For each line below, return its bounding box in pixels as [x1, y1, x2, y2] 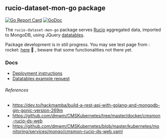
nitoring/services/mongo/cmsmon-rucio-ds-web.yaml [12, 129, 123, 135]
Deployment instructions [12, 70, 63, 76]
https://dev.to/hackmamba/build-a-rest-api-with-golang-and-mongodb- [12, 102, 160, 108]
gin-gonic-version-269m [12, 107, 63, 113]
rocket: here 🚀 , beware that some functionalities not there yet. [5, 46, 133, 52]
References [5, 87, 29, 93]
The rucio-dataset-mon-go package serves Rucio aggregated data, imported [5, 27, 161, 33]
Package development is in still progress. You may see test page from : [5, 42, 150, 47]
